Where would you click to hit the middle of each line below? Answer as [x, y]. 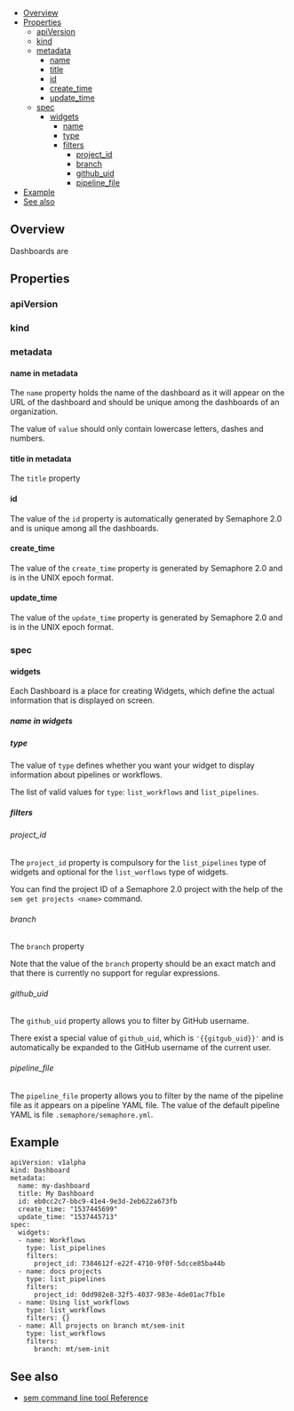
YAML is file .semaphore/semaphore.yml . [82, 1114]
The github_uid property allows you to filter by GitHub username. [130, 1021]
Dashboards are [40, 251]
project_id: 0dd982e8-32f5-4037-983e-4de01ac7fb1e [129, 1295]
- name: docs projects [60, 1271]
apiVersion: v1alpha [48, 1163]
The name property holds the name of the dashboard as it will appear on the [147, 393]
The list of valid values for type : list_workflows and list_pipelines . [135, 792]
